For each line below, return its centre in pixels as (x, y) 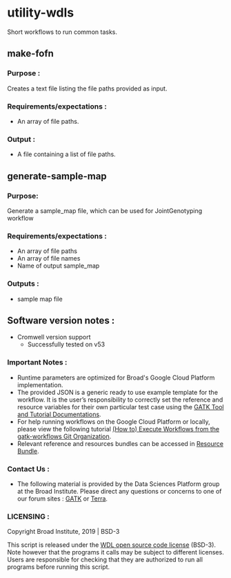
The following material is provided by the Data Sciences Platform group (118, 484)
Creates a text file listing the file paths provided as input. (87, 88)
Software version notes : (61, 320)
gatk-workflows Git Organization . (64, 436)
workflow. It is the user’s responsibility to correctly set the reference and (120, 400)
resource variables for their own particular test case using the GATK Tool (120, 407)
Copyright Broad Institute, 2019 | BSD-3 (63, 532)
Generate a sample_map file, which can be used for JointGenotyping (105, 211)
